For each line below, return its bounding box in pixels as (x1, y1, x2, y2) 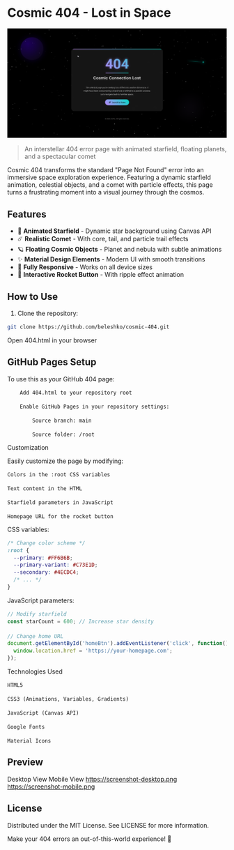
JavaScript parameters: (7, 596, 75, 605)
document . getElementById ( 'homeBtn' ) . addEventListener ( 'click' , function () (7, 640, 229, 647)
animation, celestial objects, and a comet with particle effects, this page (7, 181, 214, 189)
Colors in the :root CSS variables (7, 471, 111, 478)
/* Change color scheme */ (7, 539, 86, 547)
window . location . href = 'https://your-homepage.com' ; (13, 647, 173, 655)
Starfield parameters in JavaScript (7, 499, 114, 506)
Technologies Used (7, 667, 63, 676)
